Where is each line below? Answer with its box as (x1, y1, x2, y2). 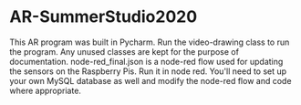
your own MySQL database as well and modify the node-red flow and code (9, 75, 292, 86)
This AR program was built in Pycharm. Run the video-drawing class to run (9, 37, 290, 47)
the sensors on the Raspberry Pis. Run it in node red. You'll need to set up (9, 66, 287, 77)
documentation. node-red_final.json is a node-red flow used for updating (9, 56, 284, 67)
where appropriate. (9, 85, 82, 96)
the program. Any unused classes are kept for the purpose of (9, 46, 240, 57)
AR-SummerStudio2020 (9, 6, 198, 27)
